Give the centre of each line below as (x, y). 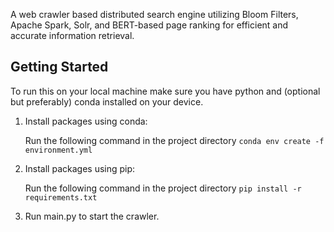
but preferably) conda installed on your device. (107, 101)
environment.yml (58, 150)
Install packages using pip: (80, 168)
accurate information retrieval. (72, 35)
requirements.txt (61, 197)
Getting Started (59, 67)
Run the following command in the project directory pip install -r (163, 188)
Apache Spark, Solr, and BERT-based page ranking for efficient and (149, 25)
